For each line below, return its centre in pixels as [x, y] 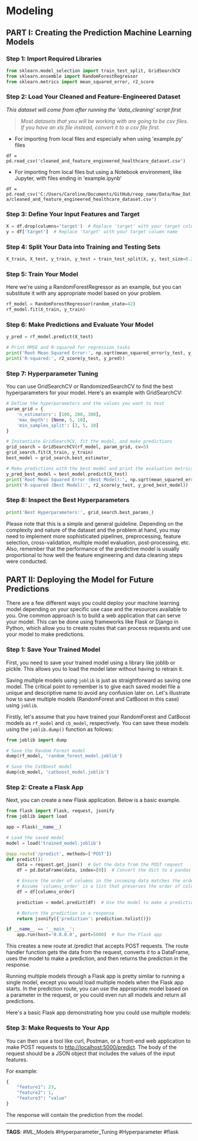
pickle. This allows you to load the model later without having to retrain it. [95, 669]
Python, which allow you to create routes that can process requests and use [98, 628]
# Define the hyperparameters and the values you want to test [85, 404]
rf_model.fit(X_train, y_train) [46, 310]
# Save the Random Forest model [46, 751]
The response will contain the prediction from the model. [75, 1114]
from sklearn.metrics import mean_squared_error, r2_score [80, 82]
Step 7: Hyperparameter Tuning [52, 374]
